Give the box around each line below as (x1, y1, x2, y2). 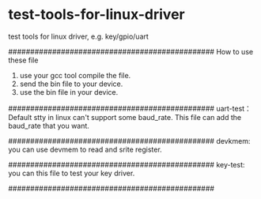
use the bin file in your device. (19, 87, 119, 96)
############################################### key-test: (8, 160, 245, 169)
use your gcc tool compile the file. (19, 70, 131, 80)
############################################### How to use (8, 47, 254, 56)
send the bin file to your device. (19, 79, 123, 88)
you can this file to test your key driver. (8, 168, 135, 178)
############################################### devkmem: (8, 136, 251, 145)
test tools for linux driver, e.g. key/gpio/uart (8, 32, 149, 41)
